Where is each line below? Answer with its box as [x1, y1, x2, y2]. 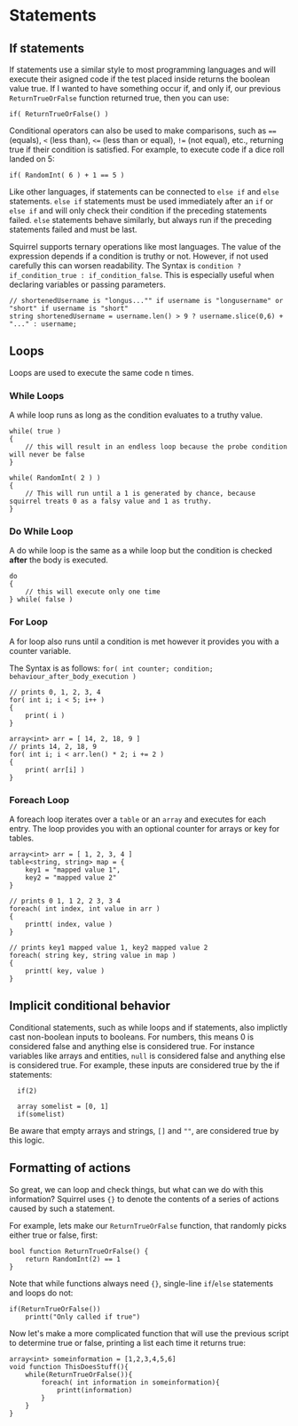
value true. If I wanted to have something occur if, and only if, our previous [9, 84, 281, 93]
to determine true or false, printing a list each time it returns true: [9, 1337, 247, 1348]
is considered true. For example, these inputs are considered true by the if [9, 1059, 280, 1071]
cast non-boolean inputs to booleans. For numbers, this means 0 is [9, 1032, 255, 1042]
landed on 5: [9, 154, 55, 164]
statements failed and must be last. [9, 224, 137, 235]
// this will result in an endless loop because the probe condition [25, 442, 288, 451]
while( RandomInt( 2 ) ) [9, 474, 101, 482]
